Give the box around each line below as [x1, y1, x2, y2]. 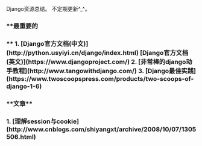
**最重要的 [6, 22, 38, 30]
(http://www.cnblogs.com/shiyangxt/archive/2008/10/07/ [6, 125, 182, 133]
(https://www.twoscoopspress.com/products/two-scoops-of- [6, 74, 194, 83]
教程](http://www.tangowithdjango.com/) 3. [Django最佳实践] [12, 66, 196, 75]
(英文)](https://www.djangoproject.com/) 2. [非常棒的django [6, 57, 186, 66]
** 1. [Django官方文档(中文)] [6, 39, 89, 48]
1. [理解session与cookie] [6, 117, 80, 125]
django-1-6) [6, 82, 42, 90]
